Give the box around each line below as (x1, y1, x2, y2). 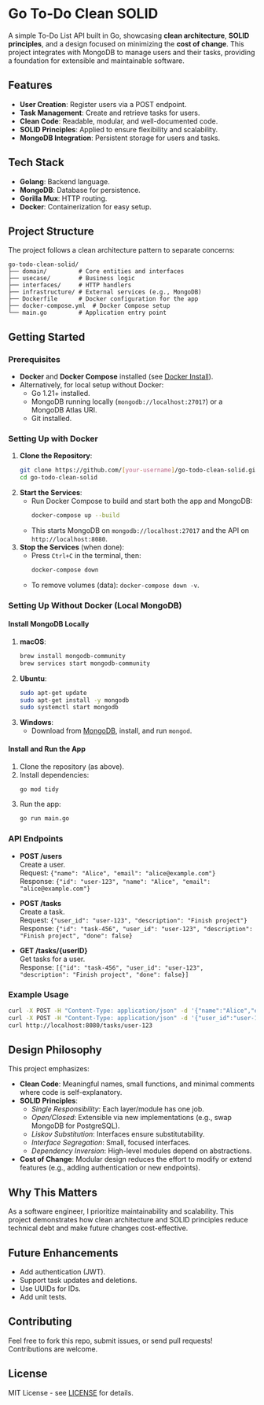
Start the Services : (19, 488, 82, 497)
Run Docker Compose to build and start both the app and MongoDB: (31, 497, 253, 506)
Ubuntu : (19, 674, 47, 683)
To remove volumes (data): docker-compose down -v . (31, 580, 200, 590)
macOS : (19, 637, 46, 646)
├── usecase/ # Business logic (8, 275, 135, 283)
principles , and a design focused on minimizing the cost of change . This (8, 39, 245, 48)
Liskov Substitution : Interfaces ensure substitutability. (31, 1130, 205, 1139)
